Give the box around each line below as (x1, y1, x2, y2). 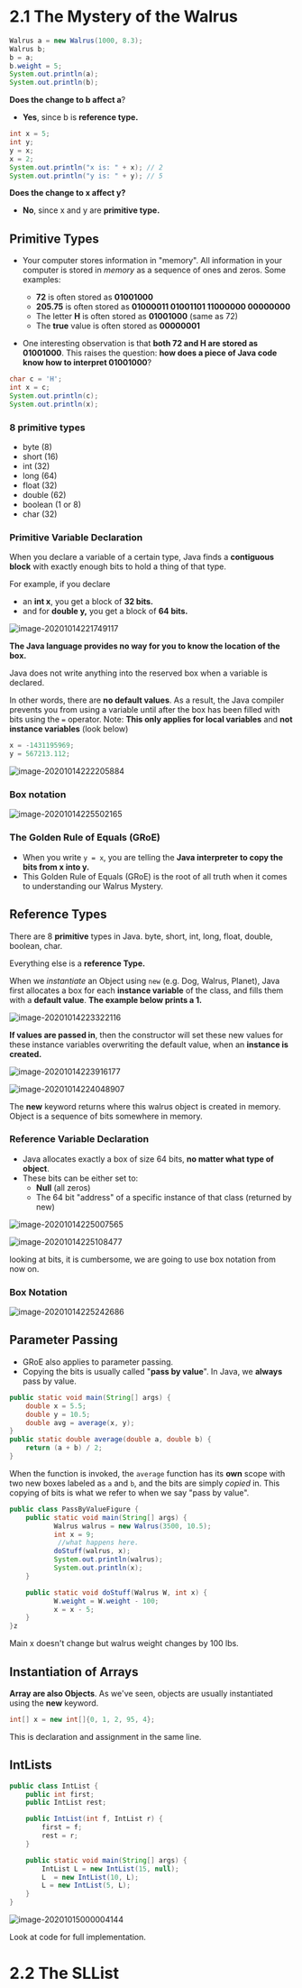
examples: (22, 274, 61, 285)
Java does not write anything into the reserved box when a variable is (9, 667, 268, 678)
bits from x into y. (22, 861, 90, 872)
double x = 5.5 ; (25, 1401, 87, 1411)
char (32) (22, 509, 58, 520)
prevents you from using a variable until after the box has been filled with (9, 704, 281, 715)
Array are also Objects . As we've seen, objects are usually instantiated (9, 1688, 273, 1698)
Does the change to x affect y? (9, 188, 126, 198)
